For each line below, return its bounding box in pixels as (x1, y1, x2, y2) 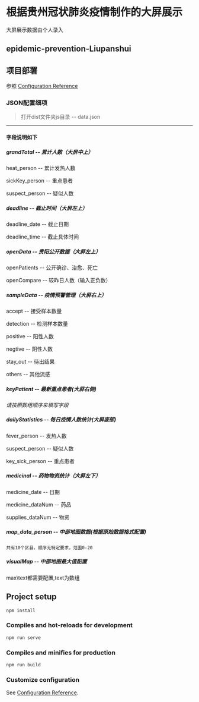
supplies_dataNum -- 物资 (6, 514, 70, 521)
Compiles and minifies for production (6, 649, 115, 657)
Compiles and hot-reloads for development (6, 621, 133, 629)
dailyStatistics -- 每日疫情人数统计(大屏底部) (6, 416, 117, 423)
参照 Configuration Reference (6, 83, 78, 90)
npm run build (6, 662, 41, 668)
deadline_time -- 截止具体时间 (6, 233, 79, 240)
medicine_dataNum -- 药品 (6, 500, 72, 508)
